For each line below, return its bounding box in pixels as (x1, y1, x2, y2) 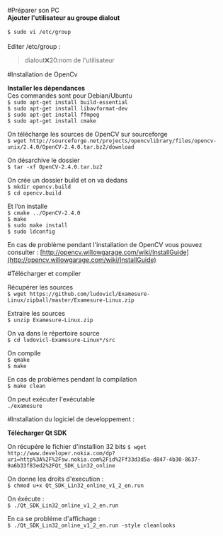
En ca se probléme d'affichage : (7, 515, 101, 523)
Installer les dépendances (7, 84, 86, 92)
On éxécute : (7, 495, 45, 503)
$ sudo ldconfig (7, 228, 55, 235)
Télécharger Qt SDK (7, 428, 67, 437)
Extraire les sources (7, 309, 66, 317)
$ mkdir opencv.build (7, 183, 72, 190)
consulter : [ (7, 248, 42, 256)
